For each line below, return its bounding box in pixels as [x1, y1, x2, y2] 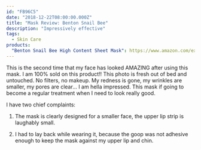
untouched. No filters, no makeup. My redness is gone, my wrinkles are [6, 76, 182, 84]
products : [6, 42, 31, 48]
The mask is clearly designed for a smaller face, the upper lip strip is [14, 112, 184, 120]
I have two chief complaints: [6, 101, 76, 108]
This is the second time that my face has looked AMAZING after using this [6, 64, 188, 71]
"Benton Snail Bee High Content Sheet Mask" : [11, 48, 127, 54]
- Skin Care [11, 36, 42, 42]
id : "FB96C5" [6, 8, 39, 15]
